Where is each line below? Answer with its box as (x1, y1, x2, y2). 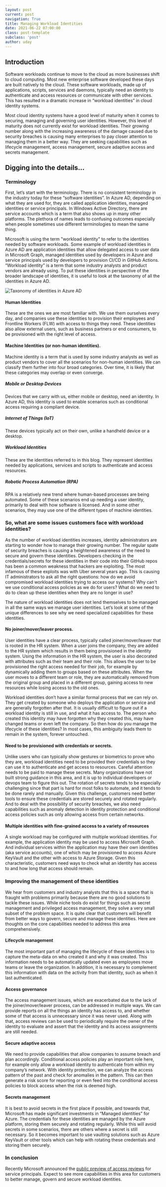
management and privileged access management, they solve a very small (5, 905, 155, 911)
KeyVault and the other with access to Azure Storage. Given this (5, 855, 136, 861)
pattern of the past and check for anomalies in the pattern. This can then (5, 1072, 153, 1078)
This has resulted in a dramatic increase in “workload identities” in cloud (5, 97, 152, 103)
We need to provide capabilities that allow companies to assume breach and (5, 1051, 161, 1057)
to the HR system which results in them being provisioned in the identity (5, 648, 152, 654)
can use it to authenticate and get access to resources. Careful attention (5, 764, 152, 770)
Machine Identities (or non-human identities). (5, 343, 101, 349)
